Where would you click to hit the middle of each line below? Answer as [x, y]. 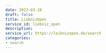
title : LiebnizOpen [26, 19]
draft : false [19, 15]
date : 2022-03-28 [24, 10]
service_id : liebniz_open [33, 24]
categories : [18, 38]
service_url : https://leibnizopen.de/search [53, 33]
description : [19, 29]
